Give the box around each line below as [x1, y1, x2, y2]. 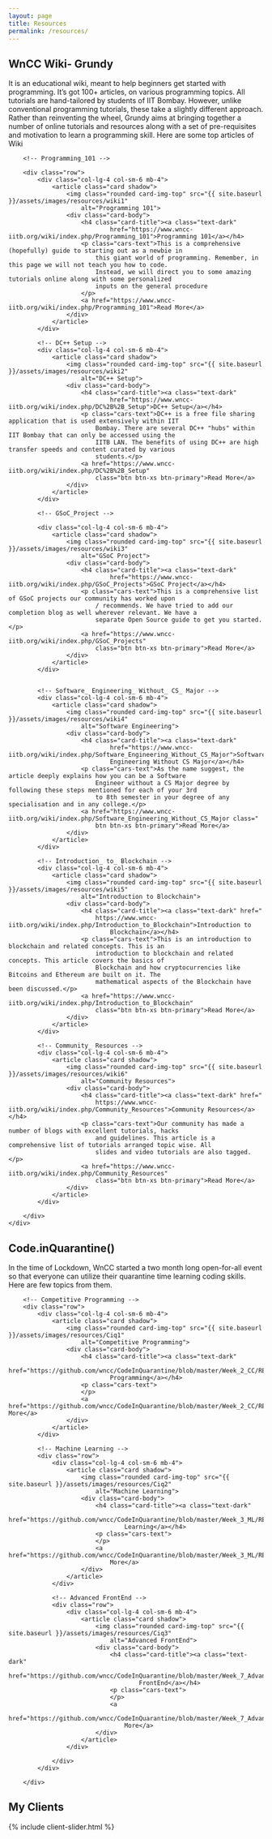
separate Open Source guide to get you [95, 616, 230, 625]
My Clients [8, 1800, 65, 1814]
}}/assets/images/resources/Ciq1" [8, 1331, 125, 1339]
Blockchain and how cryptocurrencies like [95, 964, 241, 972]
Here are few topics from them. [8, 1280, 113, 1290]
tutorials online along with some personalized [8, 275, 172, 284]
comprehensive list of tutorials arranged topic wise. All [8, 1141, 212, 1149]
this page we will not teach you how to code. [8, 261, 168, 269]
